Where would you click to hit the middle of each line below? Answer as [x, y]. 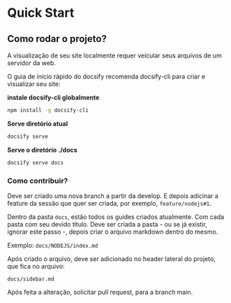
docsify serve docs [36, 162]
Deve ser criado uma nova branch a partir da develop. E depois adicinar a [113, 196]
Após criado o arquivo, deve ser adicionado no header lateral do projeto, [112, 259]
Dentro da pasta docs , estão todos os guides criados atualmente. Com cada [116, 217]
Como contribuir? [38, 181]
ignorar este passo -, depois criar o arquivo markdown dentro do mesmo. [113, 232]
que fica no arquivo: [36, 266]
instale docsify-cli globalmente [53, 97]
